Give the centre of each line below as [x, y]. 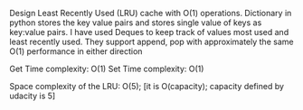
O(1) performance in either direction [76, 51]
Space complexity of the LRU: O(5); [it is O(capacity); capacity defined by [147, 86]
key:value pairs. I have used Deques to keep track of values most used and [149, 32]
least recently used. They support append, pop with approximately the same [151, 41]
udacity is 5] [33, 96]
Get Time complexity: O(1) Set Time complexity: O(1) [107, 69]
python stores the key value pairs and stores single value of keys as [136, 23]
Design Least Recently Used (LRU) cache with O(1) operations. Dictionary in [151, 13]
